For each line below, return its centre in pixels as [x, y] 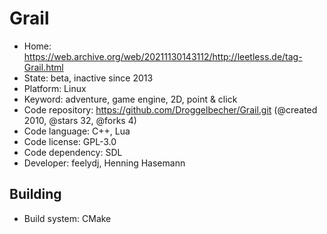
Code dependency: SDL [73, 152]
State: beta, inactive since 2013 [88, 78]
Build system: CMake [67, 218]
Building [35, 194]
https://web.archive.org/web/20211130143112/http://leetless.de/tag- [163, 56]
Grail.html [43, 67]
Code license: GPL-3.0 [70, 141]
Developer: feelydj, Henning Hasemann [104, 163]
